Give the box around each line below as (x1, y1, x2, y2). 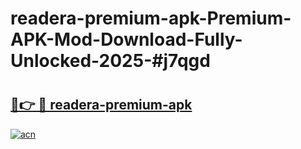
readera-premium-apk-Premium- (10, 7, 292, 30)
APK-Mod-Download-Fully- (10, 28, 243, 51)
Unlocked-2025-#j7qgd (10, 50, 211, 72)
